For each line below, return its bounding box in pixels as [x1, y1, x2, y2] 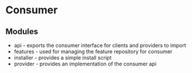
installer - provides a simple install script [13, 54, 112, 61]
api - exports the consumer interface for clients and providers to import [13, 42, 187, 49]
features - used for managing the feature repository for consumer [13, 48, 173, 55]
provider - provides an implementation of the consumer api [13, 60, 157, 67]
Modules [5, 27, 39, 36]
